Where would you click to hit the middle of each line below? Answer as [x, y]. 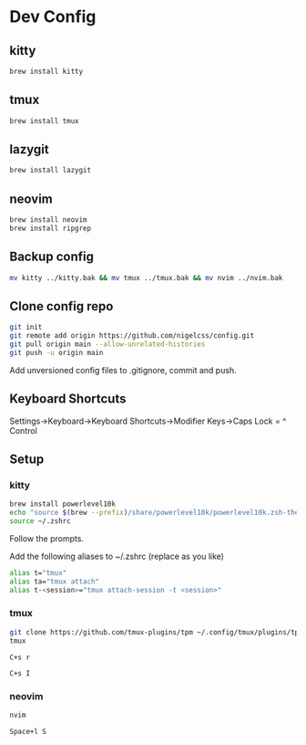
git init [26, 327]
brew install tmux [44, 121]
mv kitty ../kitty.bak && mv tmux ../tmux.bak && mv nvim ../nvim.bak [146, 278]
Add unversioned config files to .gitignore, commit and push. [123, 370]
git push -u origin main [56, 352]
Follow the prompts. [47, 538]
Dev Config [53, 17]
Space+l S [28, 731]
